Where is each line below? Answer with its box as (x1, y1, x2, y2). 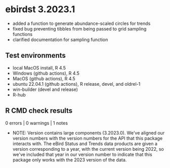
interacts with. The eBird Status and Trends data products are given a (12, 141, 158, 147)
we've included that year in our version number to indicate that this (12, 151, 153, 157)
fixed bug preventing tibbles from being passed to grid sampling (12, 25, 147, 31)
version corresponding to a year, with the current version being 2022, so (12, 146, 164, 152)
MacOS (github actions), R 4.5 (12, 75, 76, 82)
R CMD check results (5, 107, 73, 115)
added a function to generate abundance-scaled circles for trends (12, 20, 151, 26)
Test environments (5, 51, 66, 60)
